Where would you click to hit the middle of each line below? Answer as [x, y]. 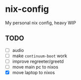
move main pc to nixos [35, 67]
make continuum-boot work [40, 56]
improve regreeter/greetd [38, 61]
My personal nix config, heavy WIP [41, 23]
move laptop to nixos [34, 72]
